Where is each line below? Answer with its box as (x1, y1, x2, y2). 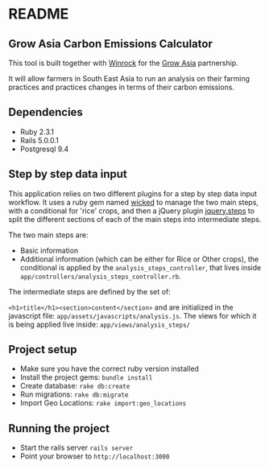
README (8, 5, 69, 23)
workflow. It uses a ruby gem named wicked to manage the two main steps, (8, 197, 259, 207)
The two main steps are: (8, 230, 89, 240)
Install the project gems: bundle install (19, 372, 153, 382)
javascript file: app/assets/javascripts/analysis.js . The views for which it (8, 311, 257, 320)
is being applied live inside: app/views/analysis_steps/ (8, 319, 191, 329)
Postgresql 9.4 (19, 144, 69, 154)
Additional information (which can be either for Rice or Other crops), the (19, 254, 259, 264)
